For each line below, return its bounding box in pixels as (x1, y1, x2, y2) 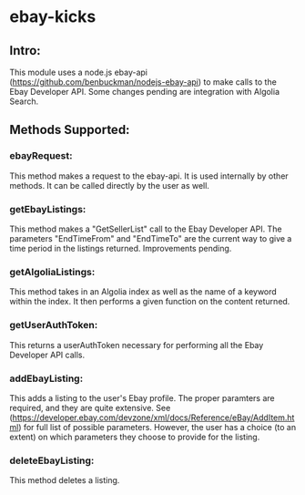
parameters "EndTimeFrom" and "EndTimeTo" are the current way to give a (9, 232, 292, 243)
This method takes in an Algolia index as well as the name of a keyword (9, 286, 278, 297)
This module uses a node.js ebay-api (9, 67, 148, 77)
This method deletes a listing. (9, 475, 120, 486)
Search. (9, 96, 39, 107)
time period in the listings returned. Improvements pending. (9, 242, 232, 253)
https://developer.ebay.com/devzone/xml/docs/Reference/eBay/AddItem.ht (12, 412, 295, 423)
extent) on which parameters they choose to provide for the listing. (9, 431, 260, 442)
